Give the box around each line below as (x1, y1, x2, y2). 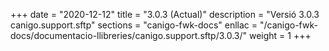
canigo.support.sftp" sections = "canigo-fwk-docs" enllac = (10, 19, 258, 31)
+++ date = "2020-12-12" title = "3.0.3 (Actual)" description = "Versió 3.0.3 (10, 9, 320, 20)
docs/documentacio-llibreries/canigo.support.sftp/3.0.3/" (10, 30, 248, 41)
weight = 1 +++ (248, 30, 312, 41)
